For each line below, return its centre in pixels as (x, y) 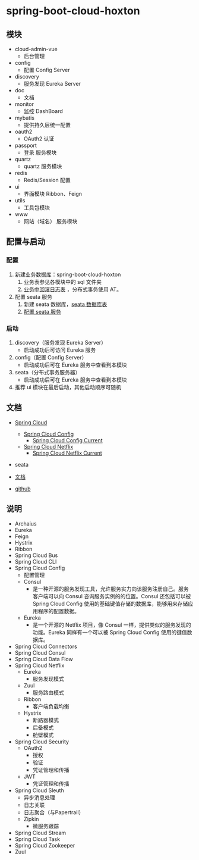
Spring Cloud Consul (40, 652)
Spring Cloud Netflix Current (67, 453)
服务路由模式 (48, 692)
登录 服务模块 (40, 152)
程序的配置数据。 (59, 611)
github (23, 489)
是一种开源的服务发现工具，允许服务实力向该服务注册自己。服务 (110, 589)
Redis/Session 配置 (47, 180)
